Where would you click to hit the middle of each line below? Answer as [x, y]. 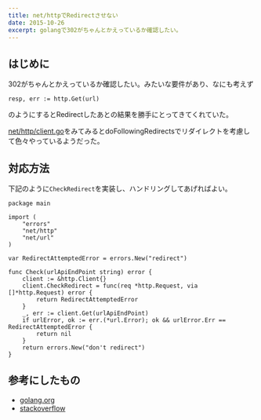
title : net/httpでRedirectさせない [63, 15]
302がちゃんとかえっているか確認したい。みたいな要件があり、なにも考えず [131, 84]
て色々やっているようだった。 [56, 141]
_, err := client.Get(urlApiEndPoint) [85, 313]
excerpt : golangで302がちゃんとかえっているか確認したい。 [95, 30]
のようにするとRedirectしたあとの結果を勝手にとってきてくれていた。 [121, 115]
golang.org [37, 400]
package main [29, 203]
